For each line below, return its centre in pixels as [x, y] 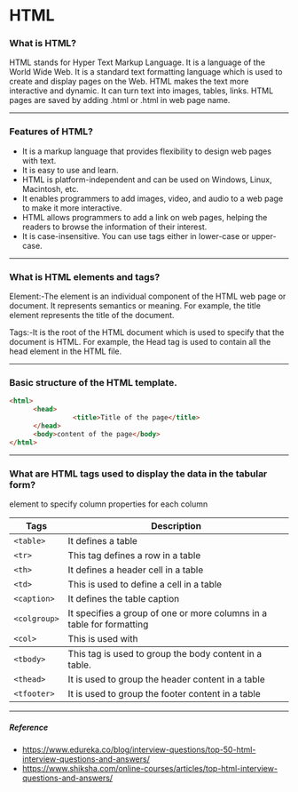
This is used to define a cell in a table [145, 584]
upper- [264, 236]
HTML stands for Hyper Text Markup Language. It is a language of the [137, 62]
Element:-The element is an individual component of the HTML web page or [148, 296]
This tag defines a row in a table [134, 555]
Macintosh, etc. [51, 188]
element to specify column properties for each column [109, 504]
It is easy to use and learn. [70, 170]
